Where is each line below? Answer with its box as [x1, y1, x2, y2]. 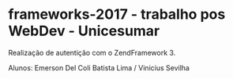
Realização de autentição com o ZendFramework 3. [8, 48, 176, 57]
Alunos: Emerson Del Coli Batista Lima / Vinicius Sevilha [8, 63, 190, 72]
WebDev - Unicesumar [8, 22, 160, 40]
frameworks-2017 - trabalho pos [8, 5, 226, 23]
